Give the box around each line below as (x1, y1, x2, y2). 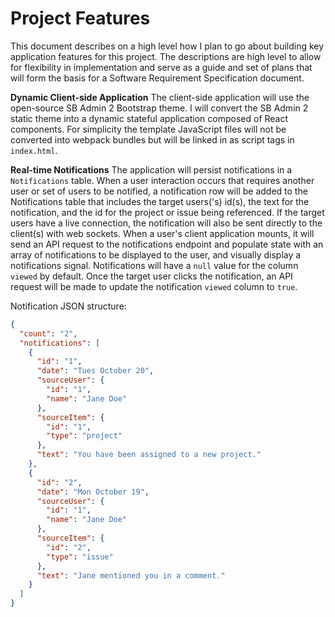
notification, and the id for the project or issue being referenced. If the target (10, 206, 325, 218)
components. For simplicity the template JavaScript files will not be (10, 123, 287, 135)
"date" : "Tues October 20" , (36, 366, 155, 376)
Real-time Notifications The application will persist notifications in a (10, 163, 293, 176)
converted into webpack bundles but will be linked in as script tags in (10, 133, 295, 146)
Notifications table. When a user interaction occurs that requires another (10, 174, 315, 186)
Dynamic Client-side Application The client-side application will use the (10, 91, 310, 103)
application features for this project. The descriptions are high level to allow (10, 50, 322, 62)
